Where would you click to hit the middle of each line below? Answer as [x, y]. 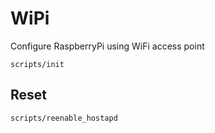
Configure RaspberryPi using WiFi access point [107, 46]
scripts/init [37, 64]
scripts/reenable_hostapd [64, 118]
